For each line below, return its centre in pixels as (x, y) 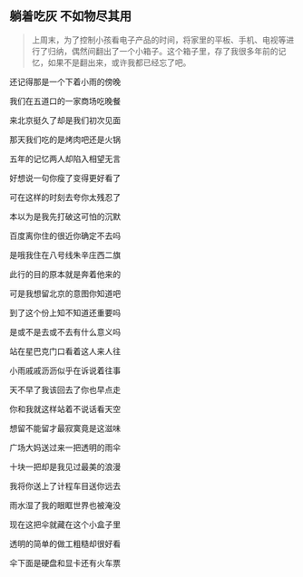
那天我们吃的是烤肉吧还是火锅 (65, 139)
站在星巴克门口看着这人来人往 (65, 351)
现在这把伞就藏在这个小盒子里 (65, 524)
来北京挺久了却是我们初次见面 (65, 120)
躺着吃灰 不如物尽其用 (70, 16)
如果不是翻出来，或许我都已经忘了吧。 (119, 63)
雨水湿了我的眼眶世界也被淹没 (65, 505)
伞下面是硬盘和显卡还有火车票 (65, 563)
